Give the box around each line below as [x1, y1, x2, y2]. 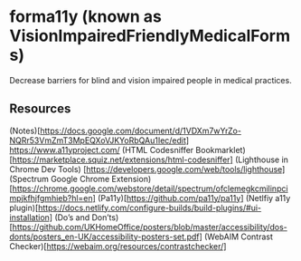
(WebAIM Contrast [204, 231, 274, 242]
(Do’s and [53, 211, 90, 223]
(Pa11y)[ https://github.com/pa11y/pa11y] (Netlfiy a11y [98, 192, 291, 203]
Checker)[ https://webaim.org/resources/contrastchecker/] [9, 240, 227, 251]
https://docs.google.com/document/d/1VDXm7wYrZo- [40, 125, 242, 136]
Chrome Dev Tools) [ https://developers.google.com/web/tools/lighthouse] [9, 163, 286, 174]
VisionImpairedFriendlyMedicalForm [9, 25, 291, 46]
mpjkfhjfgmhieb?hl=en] [9, 192, 97, 203]
